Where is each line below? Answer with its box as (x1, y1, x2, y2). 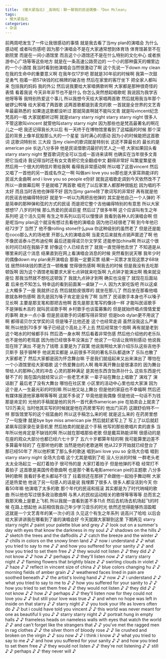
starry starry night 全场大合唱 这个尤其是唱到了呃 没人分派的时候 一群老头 (5, 455, 156, 460)
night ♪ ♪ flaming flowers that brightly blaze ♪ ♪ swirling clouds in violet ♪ (5, 559, 159, 565)
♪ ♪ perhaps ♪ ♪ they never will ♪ (5, 648, 76, 654)
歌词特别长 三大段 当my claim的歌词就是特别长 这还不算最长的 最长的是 (14, 139, 160, 145)
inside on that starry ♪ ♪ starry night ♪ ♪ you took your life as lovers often (5, 601, 157, 607)
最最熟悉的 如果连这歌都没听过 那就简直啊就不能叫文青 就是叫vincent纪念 (9, 108, 159, 114)
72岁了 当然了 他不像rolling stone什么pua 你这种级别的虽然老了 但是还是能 (9, 226, 161, 232)
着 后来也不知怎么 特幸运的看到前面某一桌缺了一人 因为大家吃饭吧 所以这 (5, 281, 154, 287)
